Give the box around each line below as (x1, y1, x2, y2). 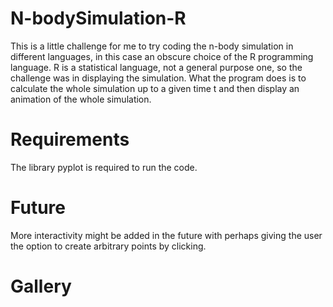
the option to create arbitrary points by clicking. (10, 240, 207, 252)
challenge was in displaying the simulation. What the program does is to (10, 72, 307, 84)
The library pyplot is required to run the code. (10, 161, 198, 173)
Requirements (10, 128, 130, 151)
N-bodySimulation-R (10, 7, 187, 30)
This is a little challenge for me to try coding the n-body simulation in (10, 40, 294, 52)
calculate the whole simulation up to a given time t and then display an (10, 82, 300, 94)
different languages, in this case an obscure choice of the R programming (10, 50, 314, 62)
